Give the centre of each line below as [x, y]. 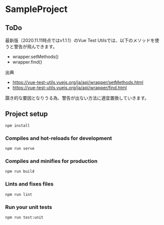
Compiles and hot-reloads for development [59, 138]
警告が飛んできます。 [35, 47]
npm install [17, 126]
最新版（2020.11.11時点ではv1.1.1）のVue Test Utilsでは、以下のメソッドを [80, 40]
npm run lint [19, 194]
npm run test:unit [24, 217]
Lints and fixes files [29, 184]
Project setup [27, 114]
